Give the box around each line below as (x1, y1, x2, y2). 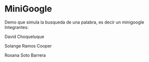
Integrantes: (4, 24, 29, 30)
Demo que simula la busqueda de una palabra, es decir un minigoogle (4, 19, 144, 25)
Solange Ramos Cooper (4, 43, 52, 49)
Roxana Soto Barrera (4, 52, 46, 58)
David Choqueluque (4, 34, 45, 39)
